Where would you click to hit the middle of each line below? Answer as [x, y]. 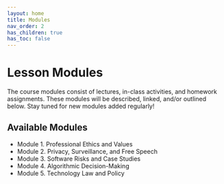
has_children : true [35, 32]
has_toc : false [29, 39]
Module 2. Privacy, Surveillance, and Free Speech [87, 151]
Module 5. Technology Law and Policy [71, 173]
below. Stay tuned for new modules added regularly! [81, 106]
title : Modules [29, 20]
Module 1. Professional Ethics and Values [75, 144]
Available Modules [47, 128]
